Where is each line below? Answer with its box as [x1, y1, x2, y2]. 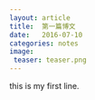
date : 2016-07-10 [9, 30, 83, 39]
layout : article [9, 13, 71, 23]
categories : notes [9, 38, 79, 48]
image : [9, 47, 34, 56]
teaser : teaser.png [13, 55, 88, 65]
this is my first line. [9, 81, 80, 91]
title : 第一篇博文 [9, 22, 76, 31]
